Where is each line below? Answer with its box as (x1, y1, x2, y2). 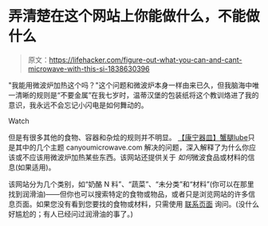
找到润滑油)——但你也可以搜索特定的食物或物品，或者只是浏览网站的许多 (8, 189, 249, 199)
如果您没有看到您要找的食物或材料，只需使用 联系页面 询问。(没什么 (35, 199, 259, 208)
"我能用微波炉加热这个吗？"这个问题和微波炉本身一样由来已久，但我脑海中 (8, 80, 253, 90)
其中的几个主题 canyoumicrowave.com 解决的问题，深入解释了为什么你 (14, 142, 250, 152)
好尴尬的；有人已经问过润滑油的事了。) (8, 208, 134, 219)
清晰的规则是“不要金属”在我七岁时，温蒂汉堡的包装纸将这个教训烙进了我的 (14, 90, 259, 99)
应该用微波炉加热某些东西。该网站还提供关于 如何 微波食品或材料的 (29, 152, 248, 162)
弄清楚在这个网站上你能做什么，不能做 (8, 7, 261, 25)
